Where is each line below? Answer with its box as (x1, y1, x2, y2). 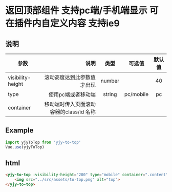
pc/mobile (124, 91, 149, 98)
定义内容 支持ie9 (50, 17, 120, 29)
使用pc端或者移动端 (48, 91, 96, 98)
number (100, 78, 120, 84)
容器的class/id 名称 (50, 108, 96, 116)
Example (5, 126, 34, 135)
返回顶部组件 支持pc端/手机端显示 (5, 5, 147, 16)
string (103, 91, 117, 98)
